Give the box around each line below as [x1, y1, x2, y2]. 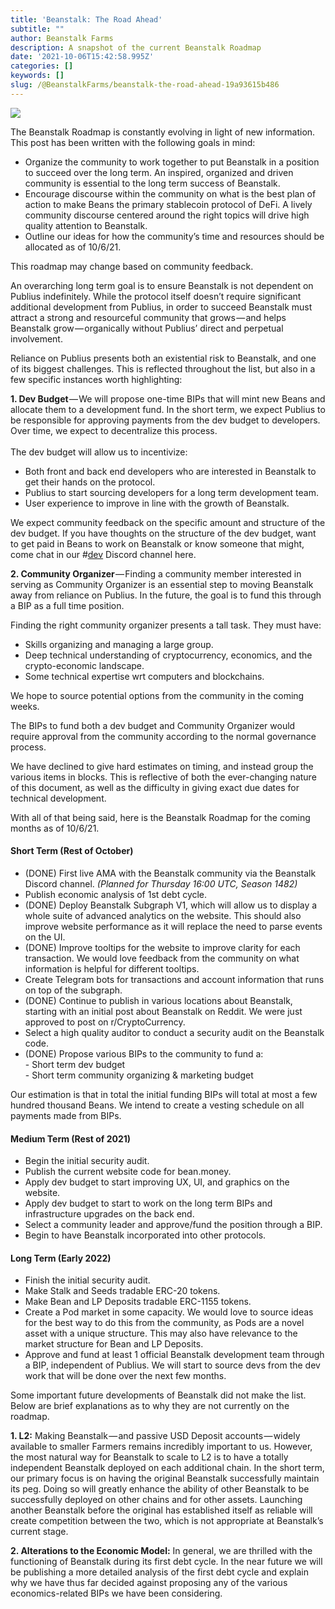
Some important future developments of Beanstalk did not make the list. [10, 1389, 307, 1401]
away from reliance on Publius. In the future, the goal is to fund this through [10, 589, 322, 601]
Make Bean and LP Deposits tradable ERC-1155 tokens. [24, 1296, 252, 1308]
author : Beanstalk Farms [10, 33, 114, 43]
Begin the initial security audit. [24, 1155, 150, 1167]
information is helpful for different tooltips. [24, 962, 200, 975]
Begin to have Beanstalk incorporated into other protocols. [24, 1229, 267, 1241]
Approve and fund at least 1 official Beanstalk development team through [24, 1349, 325, 1361]
